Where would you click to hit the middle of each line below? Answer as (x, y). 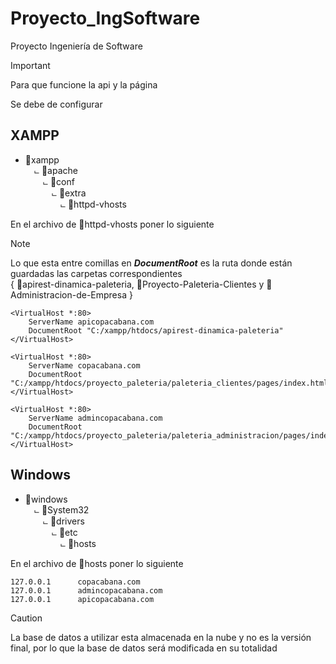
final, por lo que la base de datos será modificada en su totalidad (144, 648)
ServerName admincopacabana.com (95, 418)
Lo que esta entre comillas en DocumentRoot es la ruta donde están (151, 263)
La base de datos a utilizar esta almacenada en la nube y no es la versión (161, 637)
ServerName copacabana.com (84, 365)
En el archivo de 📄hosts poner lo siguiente (97, 563)
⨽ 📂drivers (63, 521)
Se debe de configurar (56, 104)
